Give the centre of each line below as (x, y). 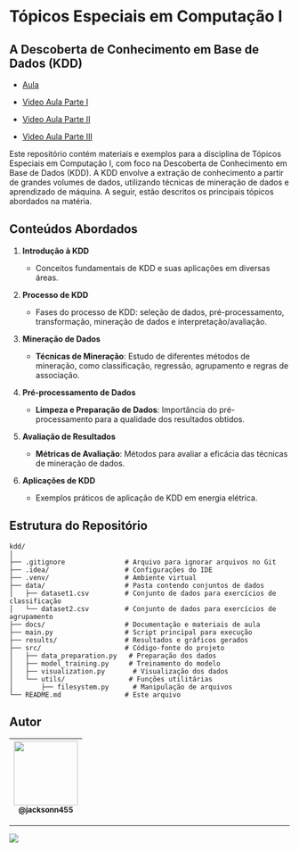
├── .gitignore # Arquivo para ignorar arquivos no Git (143, 562)
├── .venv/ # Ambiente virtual (103, 577)
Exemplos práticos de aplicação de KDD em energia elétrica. (146, 498)
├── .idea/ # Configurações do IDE (111, 570)
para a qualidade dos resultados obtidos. (170, 419)
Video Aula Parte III (57, 136)
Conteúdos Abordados (73, 229)
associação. (57, 375)
